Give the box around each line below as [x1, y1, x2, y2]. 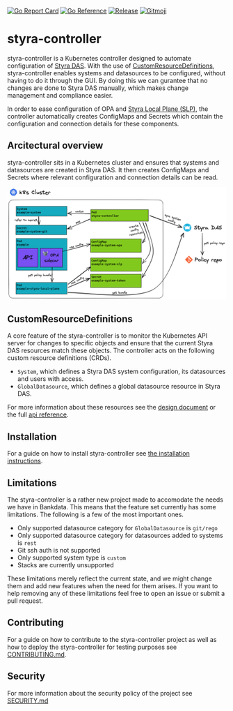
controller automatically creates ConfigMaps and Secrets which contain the [7, 112, 224, 120]
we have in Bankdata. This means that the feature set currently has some [7, 503, 217, 511]
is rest [17, 539, 37, 547]
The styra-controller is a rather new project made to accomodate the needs [7, 495, 224, 504]
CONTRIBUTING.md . [7, 650, 67, 659]
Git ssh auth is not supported [17, 546, 101, 555]
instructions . [7, 457, 43, 465]
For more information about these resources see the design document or [7, 403, 216, 412]
